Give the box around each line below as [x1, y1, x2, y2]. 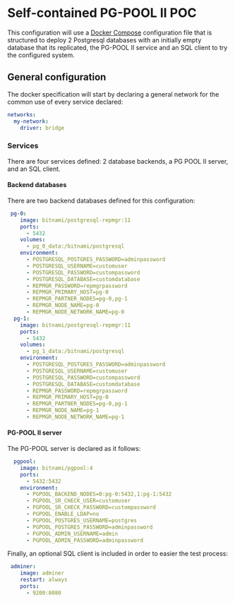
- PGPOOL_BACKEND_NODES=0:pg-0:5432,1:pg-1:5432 [25, 490, 172, 498]
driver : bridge [20, 124, 65, 131]
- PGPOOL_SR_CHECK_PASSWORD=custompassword [25, 504, 157, 511]
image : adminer [20, 570, 65, 577]
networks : [7, 111, 37, 118]
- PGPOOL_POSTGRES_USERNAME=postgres [25, 517, 138, 524]
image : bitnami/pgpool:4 [20, 464, 93, 471]
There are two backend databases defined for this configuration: [7, 196, 195, 205]
